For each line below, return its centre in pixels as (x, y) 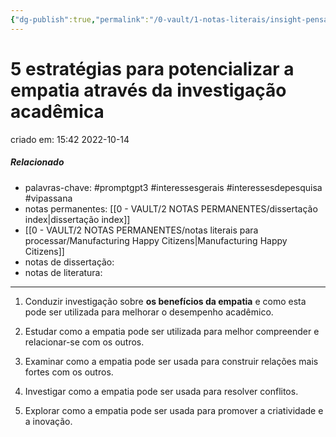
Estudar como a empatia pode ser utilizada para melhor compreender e (172, 331)
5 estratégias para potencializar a (152, 68)
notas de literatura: (63, 272)
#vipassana (48, 198)
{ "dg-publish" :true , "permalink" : (80, 19)
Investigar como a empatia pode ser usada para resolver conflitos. (161, 391)
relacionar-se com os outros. (84, 342)
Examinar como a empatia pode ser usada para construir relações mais (171, 361)
